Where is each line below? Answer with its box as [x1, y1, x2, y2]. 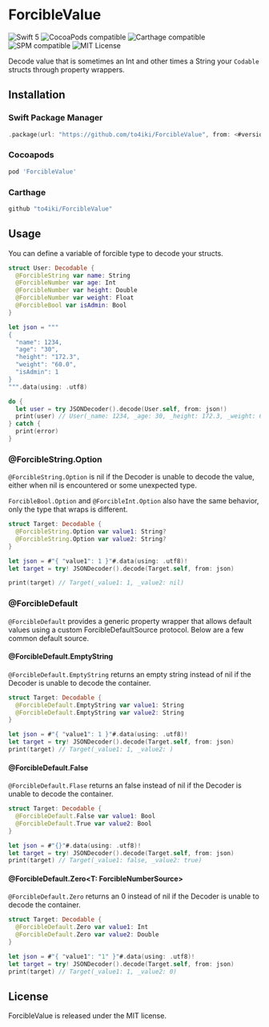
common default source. [8, 633, 90, 643]
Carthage [8, 186, 46, 198]
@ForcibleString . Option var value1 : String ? [15, 528, 167, 536]
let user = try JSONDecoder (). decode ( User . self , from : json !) [15, 405, 227, 413]
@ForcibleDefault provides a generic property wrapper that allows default [8, 616, 252, 626]
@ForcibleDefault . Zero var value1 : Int [15, 923, 149, 931]
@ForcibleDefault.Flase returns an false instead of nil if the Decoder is [8, 780, 242, 790]
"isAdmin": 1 [15, 368, 59, 377]
